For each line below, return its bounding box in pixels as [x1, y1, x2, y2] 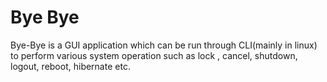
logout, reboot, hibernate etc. [10, 60, 131, 72]
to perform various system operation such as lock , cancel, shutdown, [10, 49, 298, 61]
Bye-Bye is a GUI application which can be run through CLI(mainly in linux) [10, 39, 318, 51]
